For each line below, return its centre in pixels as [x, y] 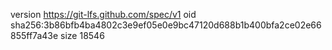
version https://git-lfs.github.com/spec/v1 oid [103, 14]
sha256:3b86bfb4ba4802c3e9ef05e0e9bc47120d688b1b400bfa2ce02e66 [166, 25]
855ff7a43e [34, 35]
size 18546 [82, 35]
